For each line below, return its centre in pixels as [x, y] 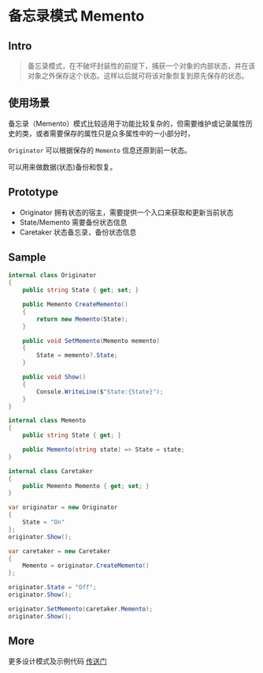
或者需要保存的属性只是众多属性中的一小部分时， [115, 133]
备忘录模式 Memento [76, 16]
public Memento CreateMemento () [75, 305]
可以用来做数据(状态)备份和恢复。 [63, 167]
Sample [27, 258]
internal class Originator [52, 276]
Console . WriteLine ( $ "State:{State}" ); [100, 392]
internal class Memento [47, 421]
